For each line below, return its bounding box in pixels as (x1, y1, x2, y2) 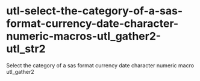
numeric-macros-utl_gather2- (6, 30, 161, 43)
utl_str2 (6, 42, 46, 56)
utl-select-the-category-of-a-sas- (6, 4, 183, 18)
